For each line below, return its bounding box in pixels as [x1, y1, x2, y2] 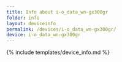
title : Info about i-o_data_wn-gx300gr [6, 9, 109, 15]
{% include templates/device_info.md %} [6, 48, 110, 56]
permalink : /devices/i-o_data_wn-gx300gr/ [6, 26, 116, 33]
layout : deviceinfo [6, 20, 56, 26]
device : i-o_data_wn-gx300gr [6, 32, 81, 38]
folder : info [6, 15, 40, 21]
